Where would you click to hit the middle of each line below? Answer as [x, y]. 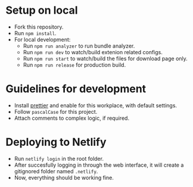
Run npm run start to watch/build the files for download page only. [105, 58]
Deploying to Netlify [56, 142]
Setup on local [42, 10]
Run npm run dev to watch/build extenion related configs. [93, 52]
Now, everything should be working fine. [64, 177]
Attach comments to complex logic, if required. [71, 118]
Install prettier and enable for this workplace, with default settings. [95, 105]
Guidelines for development [76, 89]
